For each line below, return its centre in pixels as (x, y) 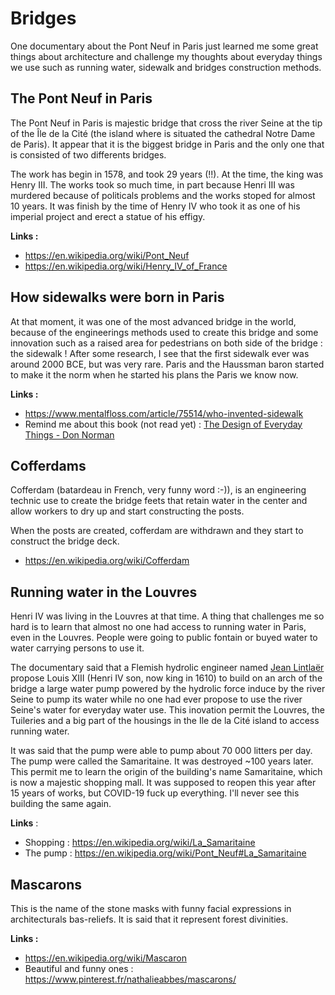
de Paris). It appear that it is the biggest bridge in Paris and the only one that (167, 144)
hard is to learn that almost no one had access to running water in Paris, (158, 627)
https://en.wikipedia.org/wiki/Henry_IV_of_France (126, 266)
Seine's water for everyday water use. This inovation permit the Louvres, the (167, 710)
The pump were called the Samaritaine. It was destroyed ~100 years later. (162, 761)
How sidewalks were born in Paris (117, 297)
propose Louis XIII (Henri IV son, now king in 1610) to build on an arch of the (166, 678)
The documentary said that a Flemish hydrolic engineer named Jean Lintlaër (167, 668)
